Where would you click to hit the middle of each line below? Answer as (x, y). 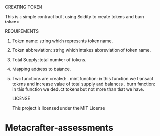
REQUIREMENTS (22, 31)
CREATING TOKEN (24, 7)
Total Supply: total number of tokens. (49, 60)
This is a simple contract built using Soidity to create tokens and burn (75, 16)
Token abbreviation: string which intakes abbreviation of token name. (81, 50)
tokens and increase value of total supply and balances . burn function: (83, 84)
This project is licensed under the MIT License (59, 108)
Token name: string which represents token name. (62, 41)
